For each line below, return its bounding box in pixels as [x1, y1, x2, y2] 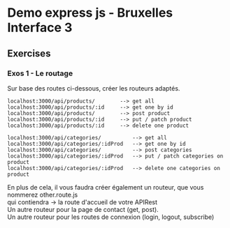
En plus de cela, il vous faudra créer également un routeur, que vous [7, 183, 204, 191]
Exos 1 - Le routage [7, 68, 73, 78]
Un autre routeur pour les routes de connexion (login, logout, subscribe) [7, 213, 215, 221]
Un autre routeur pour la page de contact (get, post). [7, 205, 159, 213]
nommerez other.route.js [7, 190, 78, 199]
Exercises [7, 47, 51, 59]
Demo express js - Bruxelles [7, 5, 173, 21]
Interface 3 [7, 20, 73, 36]
